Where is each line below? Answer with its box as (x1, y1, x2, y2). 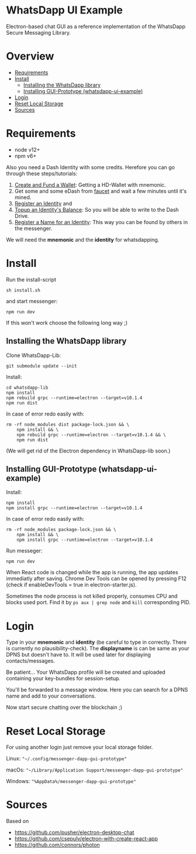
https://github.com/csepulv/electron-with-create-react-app (14, 835, 158, 842)
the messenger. (14, 225, 53, 232)
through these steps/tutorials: (6, 170, 78, 177)
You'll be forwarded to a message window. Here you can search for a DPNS (6, 686, 188, 694)
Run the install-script (6, 276, 57, 283)
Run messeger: (6, 547, 43, 554)
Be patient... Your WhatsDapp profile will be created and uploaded (6, 668, 166, 676)
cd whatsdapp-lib (6, 385, 49, 390)
